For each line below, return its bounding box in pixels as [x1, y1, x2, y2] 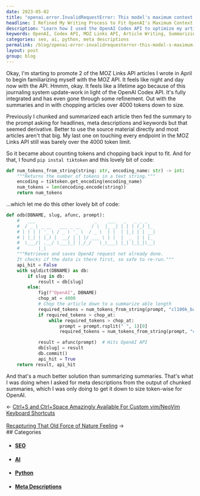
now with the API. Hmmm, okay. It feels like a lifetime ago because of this [6, 82, 186, 90]
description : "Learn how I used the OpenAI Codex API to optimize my [6, 25, 183, 32]
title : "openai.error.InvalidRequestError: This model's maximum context [6, 14, 193, 20]
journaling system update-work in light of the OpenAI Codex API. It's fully [6, 88, 186, 95]
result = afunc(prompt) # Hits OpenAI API [37, 340, 148, 346]
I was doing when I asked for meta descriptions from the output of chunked [6, 378, 192, 386]
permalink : [6, 42, 33, 48]
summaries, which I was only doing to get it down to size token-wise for [6, 385, 183, 392]
